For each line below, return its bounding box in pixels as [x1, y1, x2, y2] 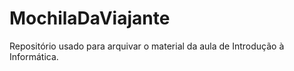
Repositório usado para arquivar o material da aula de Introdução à [9, 40, 285, 52]
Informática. [9, 50, 59, 62]
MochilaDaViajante [9, 7, 171, 30]
